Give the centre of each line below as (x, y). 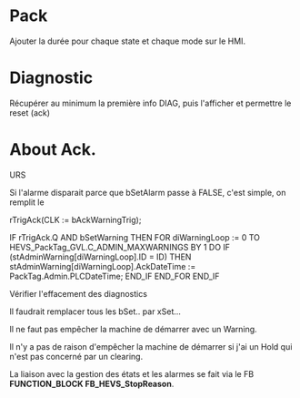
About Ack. (53, 150)
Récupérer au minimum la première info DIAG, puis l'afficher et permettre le (150, 103)
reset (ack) (30, 112)
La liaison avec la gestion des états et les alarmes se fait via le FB (132, 373)
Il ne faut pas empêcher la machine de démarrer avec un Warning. (133, 329)
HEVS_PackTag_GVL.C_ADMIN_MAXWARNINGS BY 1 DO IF (120, 247)
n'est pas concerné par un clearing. (76, 356)
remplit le (27, 202)
